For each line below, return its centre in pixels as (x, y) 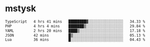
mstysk (21, 9)
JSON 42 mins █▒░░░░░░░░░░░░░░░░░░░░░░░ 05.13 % (75, 35)
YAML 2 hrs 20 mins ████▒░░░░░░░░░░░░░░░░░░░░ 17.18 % (75, 31)
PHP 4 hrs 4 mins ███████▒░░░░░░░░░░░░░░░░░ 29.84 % (75, 26)
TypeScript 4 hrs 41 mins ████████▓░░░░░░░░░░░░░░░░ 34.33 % (75, 22)
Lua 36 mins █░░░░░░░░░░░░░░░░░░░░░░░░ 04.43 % (75, 40)
